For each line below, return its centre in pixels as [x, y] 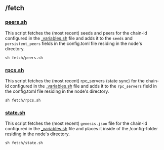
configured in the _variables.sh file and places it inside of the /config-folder [82, 129]
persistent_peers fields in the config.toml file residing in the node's [74, 43]
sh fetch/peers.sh [24, 58]
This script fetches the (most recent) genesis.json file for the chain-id [76, 123]
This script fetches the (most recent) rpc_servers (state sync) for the [75, 80]
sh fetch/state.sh [24, 143]
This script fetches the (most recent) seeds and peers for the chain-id [76, 33]
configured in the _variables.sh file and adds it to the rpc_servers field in [83, 86]
